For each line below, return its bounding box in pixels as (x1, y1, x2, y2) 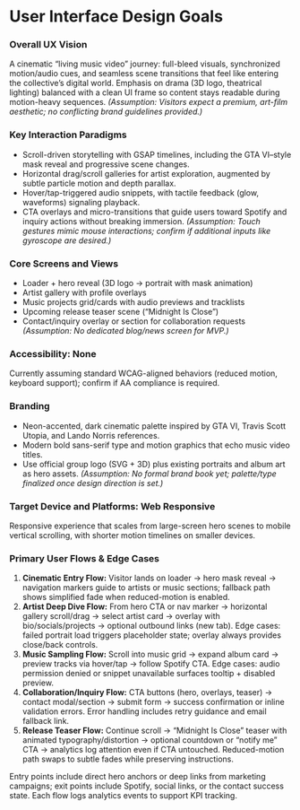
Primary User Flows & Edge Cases (9, 552, 159, 564)
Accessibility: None (9, 348, 97, 360)
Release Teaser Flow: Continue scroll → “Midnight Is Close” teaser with (21, 725, 287, 736)
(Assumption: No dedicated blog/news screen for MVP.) (21, 326, 230, 336)
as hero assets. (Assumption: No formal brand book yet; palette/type (21, 468, 278, 479)
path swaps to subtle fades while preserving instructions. (21, 753, 235, 764)
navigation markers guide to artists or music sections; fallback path (21, 582, 270, 593)
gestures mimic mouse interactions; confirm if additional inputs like (21, 225, 271, 236)
